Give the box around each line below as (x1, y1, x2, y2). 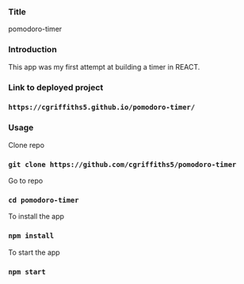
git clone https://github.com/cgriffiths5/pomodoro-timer (8, 160, 237, 169)
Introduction (8, 44, 57, 55)
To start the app (8, 248, 61, 257)
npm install (8, 232, 55, 240)
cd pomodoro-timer (8, 195, 79, 204)
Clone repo (8, 140, 45, 150)
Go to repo (8, 176, 44, 186)
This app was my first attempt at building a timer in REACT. (8, 62, 200, 71)
